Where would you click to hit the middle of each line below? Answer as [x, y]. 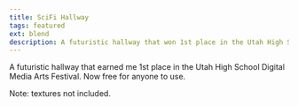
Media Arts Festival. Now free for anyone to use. [98, 77]
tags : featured [37, 26]
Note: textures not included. [60, 94]
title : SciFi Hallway [49, 17]
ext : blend [29, 34]
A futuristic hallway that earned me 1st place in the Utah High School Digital [147, 67]
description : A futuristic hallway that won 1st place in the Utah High [146, 42]
